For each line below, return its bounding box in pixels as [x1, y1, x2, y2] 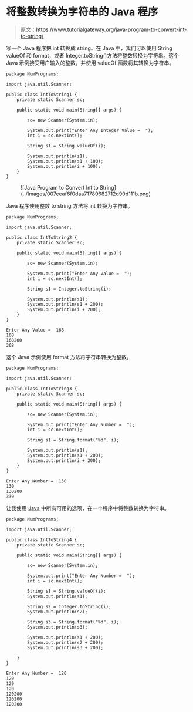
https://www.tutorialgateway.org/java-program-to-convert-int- [36, 26, 187, 33]
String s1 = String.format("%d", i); [27, 437, 119, 443]
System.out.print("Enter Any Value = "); [27, 271, 133, 276]
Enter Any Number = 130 [6, 478, 67, 484]
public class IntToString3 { [6, 386, 77, 392]
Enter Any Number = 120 [6, 670, 67, 676]
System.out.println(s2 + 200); [27, 639, 104, 646]
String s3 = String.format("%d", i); [27, 619, 119, 625]
